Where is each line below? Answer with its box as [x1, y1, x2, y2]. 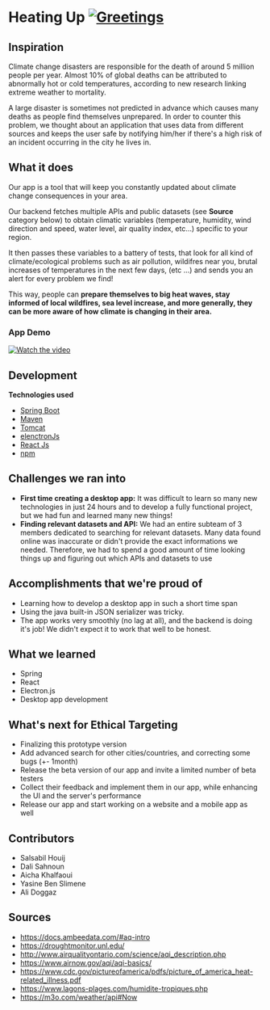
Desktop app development [19, 695, 109, 705]
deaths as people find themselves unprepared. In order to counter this [8, 112, 242, 121]
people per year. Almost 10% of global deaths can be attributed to [8, 70, 227, 80]
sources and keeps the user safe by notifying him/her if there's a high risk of [8, 129, 263, 138]
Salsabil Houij [19, 852, 66, 862]
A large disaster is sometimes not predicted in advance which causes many [8, 103, 260, 112]
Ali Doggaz [19, 887, 57, 897]
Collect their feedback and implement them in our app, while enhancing [19, 782, 258, 792]
